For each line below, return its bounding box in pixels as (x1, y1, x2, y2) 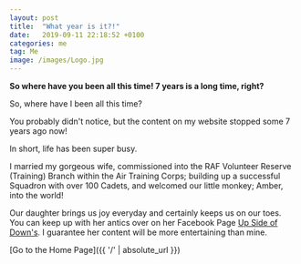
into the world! (9, 190, 64, 200)
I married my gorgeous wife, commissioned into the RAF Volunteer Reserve (9, 161, 292, 171)
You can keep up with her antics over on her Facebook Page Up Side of (9, 218, 278, 228)
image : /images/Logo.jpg (9, 56, 104, 65)
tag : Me (9, 47, 39, 56)
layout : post (9, 13, 59, 23)
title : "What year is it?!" (9, 22, 120, 31)
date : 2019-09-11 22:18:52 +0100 (9, 30, 145, 39)
